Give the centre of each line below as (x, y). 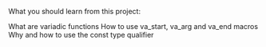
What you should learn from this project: (75, 11)
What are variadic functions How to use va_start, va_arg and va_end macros (133, 26)
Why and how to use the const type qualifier (81, 35)
